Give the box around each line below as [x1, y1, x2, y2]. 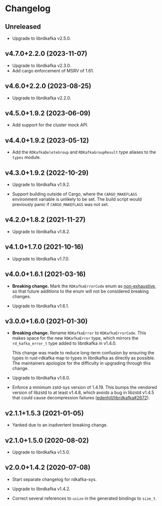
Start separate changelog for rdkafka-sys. [12, 476, 97, 482]
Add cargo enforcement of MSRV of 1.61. [12, 68, 94, 73]
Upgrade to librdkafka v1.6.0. [12, 375, 70, 381]
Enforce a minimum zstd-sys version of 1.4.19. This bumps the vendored [12, 385, 157, 391]
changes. [12, 293, 31, 299]
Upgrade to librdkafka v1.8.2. [12, 229, 71, 234]
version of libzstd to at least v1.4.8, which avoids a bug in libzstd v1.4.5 [12, 390, 155, 395]
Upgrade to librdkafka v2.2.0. [12, 95, 72, 101]
